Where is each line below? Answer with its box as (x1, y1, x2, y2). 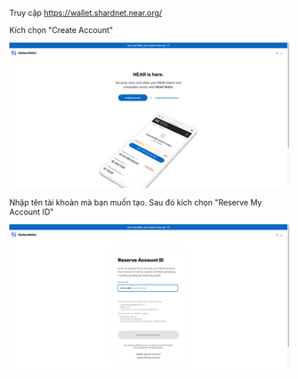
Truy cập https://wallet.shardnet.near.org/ (9, 8, 163, 18)
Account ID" (9, 206, 54, 217)
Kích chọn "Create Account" (9, 25, 114, 35)
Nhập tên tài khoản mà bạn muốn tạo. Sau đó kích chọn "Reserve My (9, 198, 262, 208)
